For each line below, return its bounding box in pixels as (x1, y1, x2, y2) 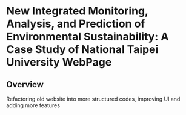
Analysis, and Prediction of (6, 17, 145, 31)
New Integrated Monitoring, (6, 4, 148, 18)
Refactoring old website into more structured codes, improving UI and (6, 95, 181, 102)
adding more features (6, 102, 61, 109)
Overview (6, 79, 44, 90)
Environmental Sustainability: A (6, 30, 169, 43)
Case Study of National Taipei (6, 43, 159, 57)
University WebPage (6, 55, 112, 69)
